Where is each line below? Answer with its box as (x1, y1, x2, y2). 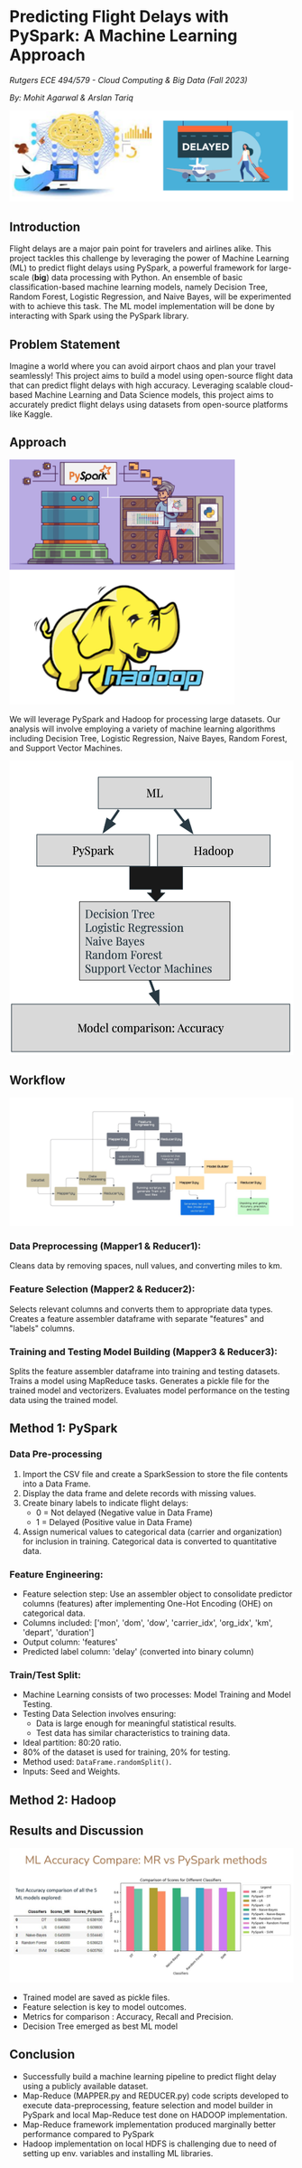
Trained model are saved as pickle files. (22, 1992, 170, 2003)
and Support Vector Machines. (9, 743, 124, 754)
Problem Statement (9, 336, 121, 352)
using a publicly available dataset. (22, 2080, 149, 2091)
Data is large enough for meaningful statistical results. (35, 1718, 237, 1729)
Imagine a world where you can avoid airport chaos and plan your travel (9, 361, 277, 372)
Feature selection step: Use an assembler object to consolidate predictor (22, 1588, 293, 1599)
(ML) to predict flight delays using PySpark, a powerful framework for (9, 262, 268, 273)
